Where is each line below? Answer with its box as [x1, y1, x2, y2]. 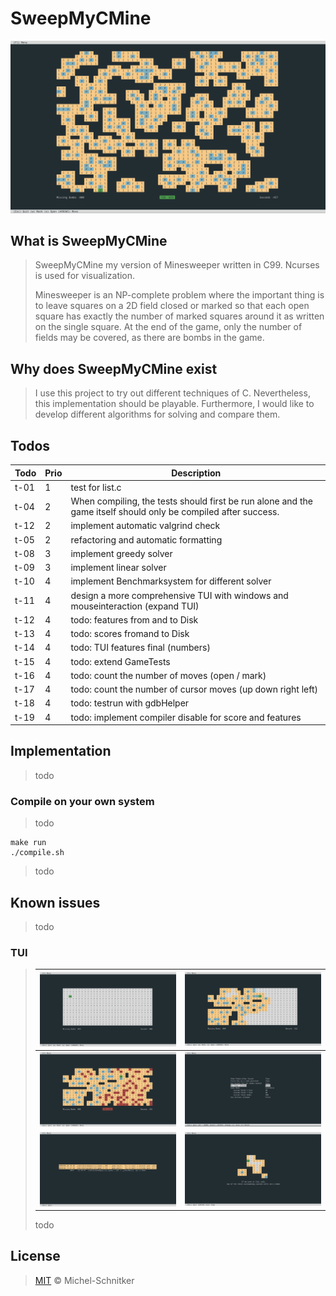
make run [10, 838, 47, 848]
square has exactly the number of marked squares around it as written [34, 310, 325, 322]
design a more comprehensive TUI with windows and [70, 589, 289, 601]
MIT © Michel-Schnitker [34, 1274, 135, 1286]
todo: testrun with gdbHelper [70, 697, 190, 709]
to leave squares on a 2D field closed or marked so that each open [34, 300, 310, 312]
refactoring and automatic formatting [70, 533, 223, 546]
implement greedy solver [70, 547, 173, 559]
